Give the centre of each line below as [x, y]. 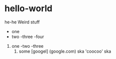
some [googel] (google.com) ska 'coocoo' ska [65, 51]
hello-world [29, 9]
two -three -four [28, 37]
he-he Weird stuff [22, 22]
